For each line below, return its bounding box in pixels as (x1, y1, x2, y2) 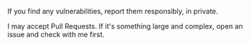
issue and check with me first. (7, 30, 105, 39)
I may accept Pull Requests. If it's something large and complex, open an (7, 22, 243, 30)
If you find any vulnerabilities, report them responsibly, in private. (7, 7, 219, 16)
